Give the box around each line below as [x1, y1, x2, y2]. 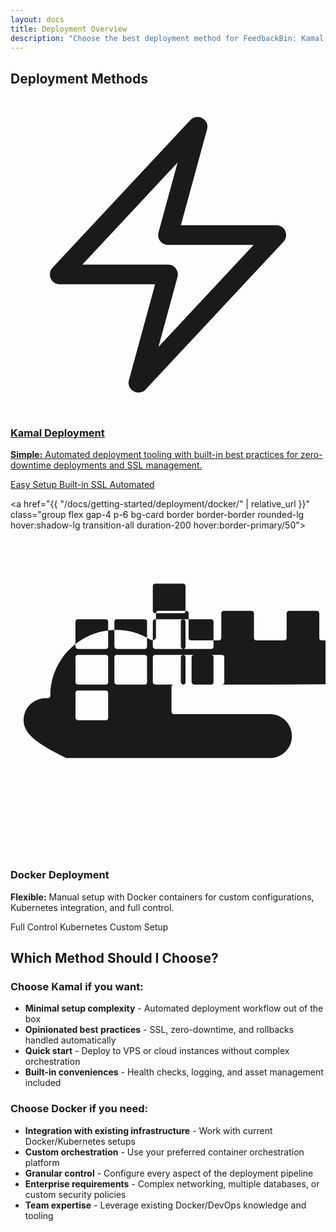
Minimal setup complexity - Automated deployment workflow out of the [24, 1002, 324, 1015]
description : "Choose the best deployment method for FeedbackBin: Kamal [10, 33, 325, 43]
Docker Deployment [10, 868, 110, 882]
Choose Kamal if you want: [10, 980, 144, 994]
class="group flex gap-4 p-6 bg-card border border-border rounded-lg [10, 509, 305, 521]
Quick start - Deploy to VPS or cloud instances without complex [24, 1045, 290, 1057]
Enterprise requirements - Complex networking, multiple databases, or [24, 1177, 320, 1190]
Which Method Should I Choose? [10, 950, 219, 967]
